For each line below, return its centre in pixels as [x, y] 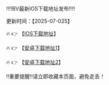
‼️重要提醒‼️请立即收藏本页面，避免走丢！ [56, 76]
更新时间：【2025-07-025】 [39, 21]
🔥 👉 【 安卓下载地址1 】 [34, 48]
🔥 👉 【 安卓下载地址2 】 [35, 62]
